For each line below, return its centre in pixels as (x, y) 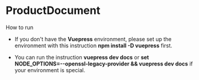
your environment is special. (50, 70)
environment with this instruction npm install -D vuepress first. (93, 45)
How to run (20, 27)
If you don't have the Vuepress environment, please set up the (93, 39)
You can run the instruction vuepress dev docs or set (82, 57)
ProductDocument (53, 11)
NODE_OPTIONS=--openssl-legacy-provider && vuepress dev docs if (103, 64)
